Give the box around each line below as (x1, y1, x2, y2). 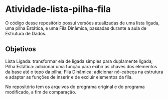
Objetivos (5, 45, 36, 53)
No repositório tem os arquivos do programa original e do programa (5, 84, 145, 90)
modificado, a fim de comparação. (5, 89, 77, 95)
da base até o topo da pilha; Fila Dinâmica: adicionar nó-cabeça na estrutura (5, 69, 163, 75)
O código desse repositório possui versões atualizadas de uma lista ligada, (5, 20, 160, 26)
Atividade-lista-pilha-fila (5, 3, 111, 15)
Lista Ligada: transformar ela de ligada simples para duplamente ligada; (5, 58, 153, 64)
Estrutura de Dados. (5, 30, 47, 36)
